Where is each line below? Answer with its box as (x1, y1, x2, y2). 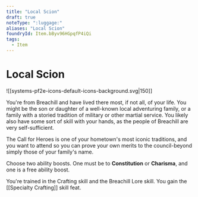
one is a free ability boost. (6, 166, 70, 173)
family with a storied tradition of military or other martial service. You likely (6, 111, 188, 118)
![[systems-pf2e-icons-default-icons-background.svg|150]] (6, 87, 153, 94)
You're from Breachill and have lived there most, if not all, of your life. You (6, 99, 187, 106)
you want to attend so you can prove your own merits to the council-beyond (6, 142, 192, 149)
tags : (6, 36, 20, 42)
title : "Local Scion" (6, 8, 60, 15)
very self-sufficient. (6, 124, 55, 131)
